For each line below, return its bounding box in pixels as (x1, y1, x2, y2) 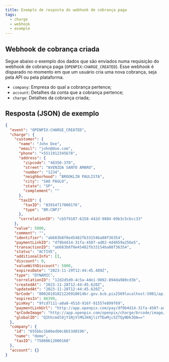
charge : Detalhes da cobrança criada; (12, 94, 90, 101)
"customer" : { (14, 137, 44, 142)
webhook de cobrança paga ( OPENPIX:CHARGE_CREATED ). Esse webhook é (5, 64, 154, 70)
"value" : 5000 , (14, 226, 46, 231)
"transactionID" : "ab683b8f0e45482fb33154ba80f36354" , (14, 245, 132, 250)
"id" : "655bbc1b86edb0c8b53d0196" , (14, 329, 89, 334)
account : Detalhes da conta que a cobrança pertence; (12, 89, 124, 95)
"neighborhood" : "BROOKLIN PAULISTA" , (23, 174, 105, 179)
